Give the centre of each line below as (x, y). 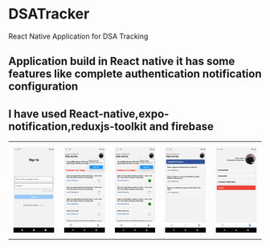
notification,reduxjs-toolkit (78, 126)
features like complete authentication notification (135, 74)
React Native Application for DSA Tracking (78, 36)
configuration (43, 86)
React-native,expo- (119, 114)
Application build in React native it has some (122, 61)
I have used (38, 114)
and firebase (182, 126)
